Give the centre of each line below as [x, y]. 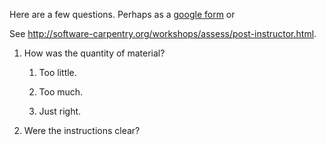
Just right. [60, 111]
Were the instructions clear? [82, 130]
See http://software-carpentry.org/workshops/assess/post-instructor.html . [163, 33]
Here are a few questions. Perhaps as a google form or [122, 14]
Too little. [57, 72]
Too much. [61, 92]
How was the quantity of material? [94, 53]
